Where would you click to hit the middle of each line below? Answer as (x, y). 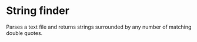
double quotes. (24, 33)
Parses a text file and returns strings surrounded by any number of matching (99, 27)
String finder (38, 11)
